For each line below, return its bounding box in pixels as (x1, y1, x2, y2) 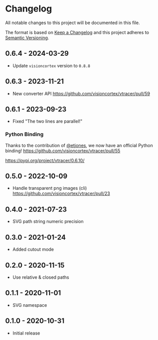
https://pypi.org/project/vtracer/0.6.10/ (5, 157, 85, 163)
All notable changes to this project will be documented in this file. (5, 20, 140, 26)
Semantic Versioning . (5, 35, 49, 41)
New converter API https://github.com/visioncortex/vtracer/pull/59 (12, 90, 150, 96)
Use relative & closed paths (12, 274, 69, 280)
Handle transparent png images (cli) (12, 185, 87, 191)
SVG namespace (12, 302, 48, 308)
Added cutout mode (12, 247, 54, 253)
